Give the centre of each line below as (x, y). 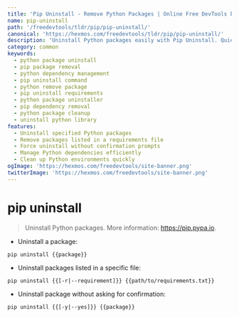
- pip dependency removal (52, 107)
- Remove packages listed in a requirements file (89, 139)
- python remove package (51, 87)
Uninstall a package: (48, 241)
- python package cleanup (52, 113)
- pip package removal (47, 67)
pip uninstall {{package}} (47, 254)
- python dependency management (62, 73)
